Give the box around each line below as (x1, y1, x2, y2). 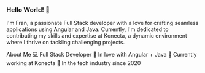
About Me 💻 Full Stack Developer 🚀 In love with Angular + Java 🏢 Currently (6, 51, 197, 58)
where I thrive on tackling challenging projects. (6, 39, 125, 46)
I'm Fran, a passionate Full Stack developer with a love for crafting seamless (6, 19, 199, 27)
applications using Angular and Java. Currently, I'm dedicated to (6, 26, 169, 33)
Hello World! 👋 (6, 5, 50, 14)
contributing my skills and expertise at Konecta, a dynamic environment (6, 32, 187, 40)
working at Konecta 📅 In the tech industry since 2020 (6, 60, 141, 67)
